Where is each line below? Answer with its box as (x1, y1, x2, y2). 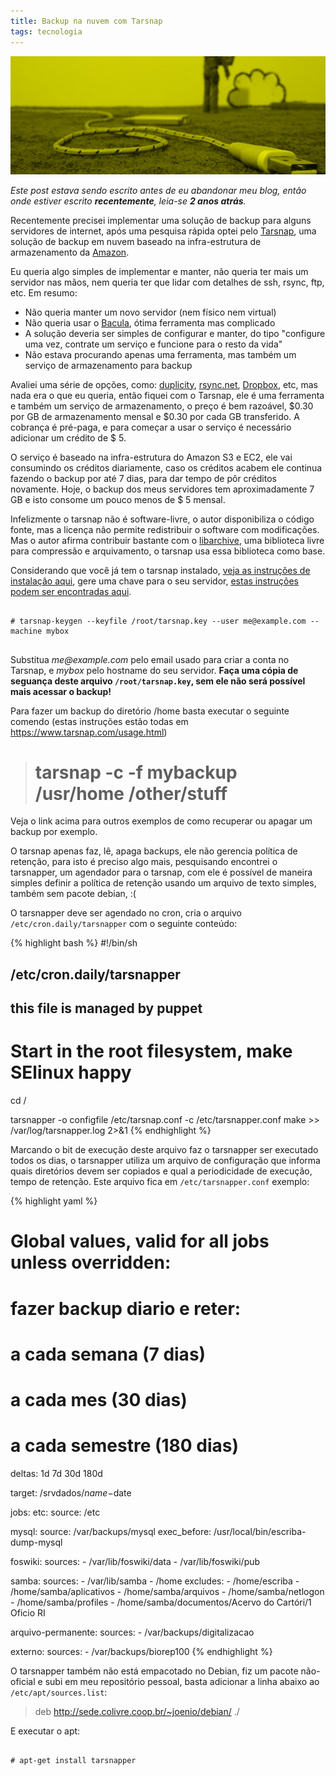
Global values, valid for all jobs (10, 1230, 270, 1253)
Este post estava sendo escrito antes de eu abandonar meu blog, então (10, 184, 307, 196)
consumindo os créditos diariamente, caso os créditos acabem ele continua (10, 461, 323, 474)
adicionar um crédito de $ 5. (10, 431, 127, 444)
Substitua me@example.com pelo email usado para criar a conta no (10, 653, 290, 665)
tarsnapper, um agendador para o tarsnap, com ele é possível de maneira (10, 866, 313, 879)
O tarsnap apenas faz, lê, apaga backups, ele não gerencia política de (10, 845, 298, 857)
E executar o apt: (10, 1725, 81, 1737)
